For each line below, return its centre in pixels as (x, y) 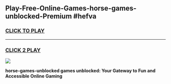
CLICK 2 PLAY (23, 50)
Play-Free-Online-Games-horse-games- (71, 8)
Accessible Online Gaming (34, 76)
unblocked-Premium (39, 17)
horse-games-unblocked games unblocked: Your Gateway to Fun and (80, 70)
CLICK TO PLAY (25, 31)
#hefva (85, 17)
